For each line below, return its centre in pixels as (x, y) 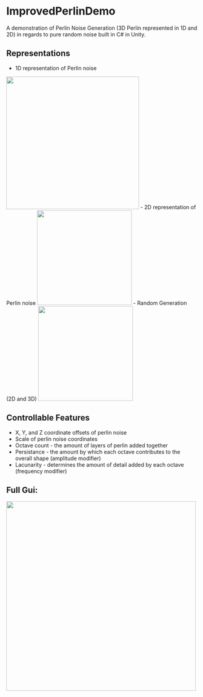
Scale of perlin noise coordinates (56, 439)
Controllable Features (48, 418)
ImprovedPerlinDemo (61, 11)
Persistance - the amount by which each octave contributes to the (98, 452)
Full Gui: (22, 490)
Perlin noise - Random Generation (97, 303)
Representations (38, 54)
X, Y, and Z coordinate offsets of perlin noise (71, 432)
